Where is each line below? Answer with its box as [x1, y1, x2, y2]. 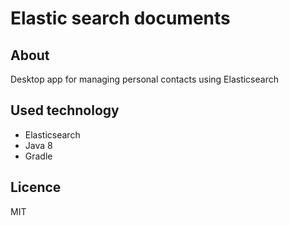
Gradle [24, 150, 53, 162]
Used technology [10, 102, 120, 119]
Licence [10, 179, 62, 196]
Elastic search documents [10, 7, 231, 30]
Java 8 [24, 139, 53, 151]
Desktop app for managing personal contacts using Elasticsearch [10, 73, 279, 85]
